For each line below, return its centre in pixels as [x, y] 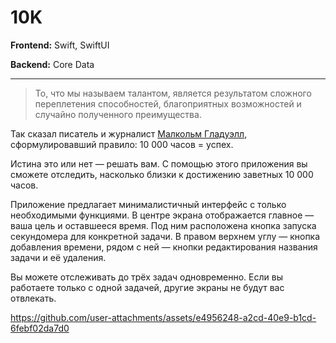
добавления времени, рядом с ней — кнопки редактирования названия [164, 247]
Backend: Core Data [52, 64]
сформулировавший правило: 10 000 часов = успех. [122, 144]
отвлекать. [33, 298]
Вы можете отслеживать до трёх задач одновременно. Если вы [146, 277]
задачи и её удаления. [58, 257]
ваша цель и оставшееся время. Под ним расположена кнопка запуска [163, 225]
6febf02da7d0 [40, 328]
